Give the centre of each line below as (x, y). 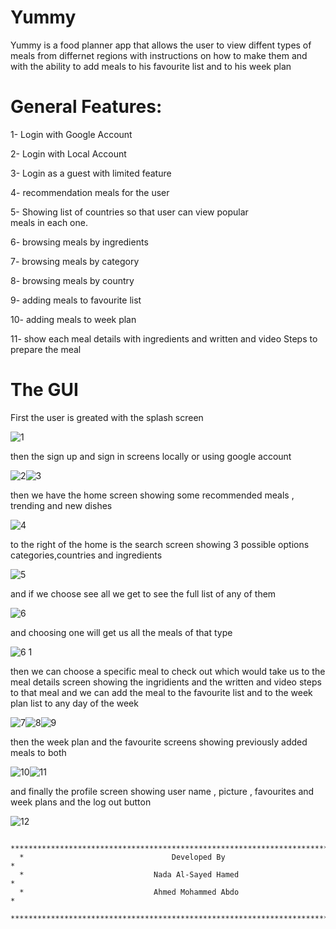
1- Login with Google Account (71, 134)
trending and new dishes (61, 505)
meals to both (38, 752)
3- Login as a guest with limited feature (91, 173)
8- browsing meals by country (72, 280)
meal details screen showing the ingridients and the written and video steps (166, 682)
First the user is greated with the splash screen (107, 417)
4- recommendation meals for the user (90, 192)
